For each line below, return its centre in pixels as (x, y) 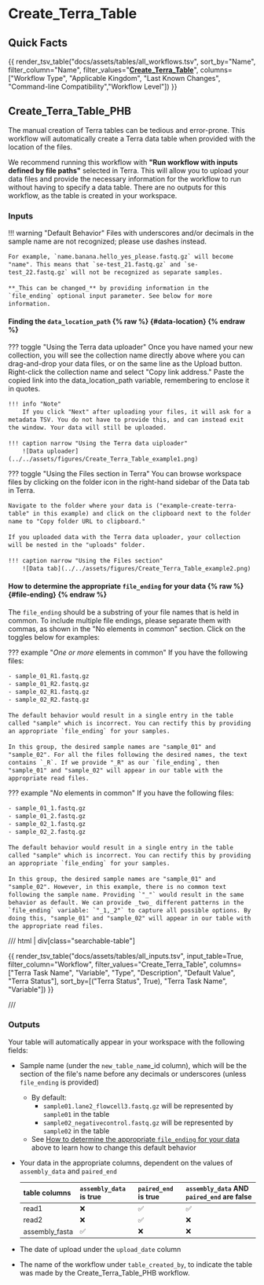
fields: (18, 1050)
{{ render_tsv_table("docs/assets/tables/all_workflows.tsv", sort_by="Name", (132, 61)
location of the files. (40, 147)
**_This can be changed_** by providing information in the (109, 288)
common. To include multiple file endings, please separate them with (120, 620)
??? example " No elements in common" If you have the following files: (121, 793)
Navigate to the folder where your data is (81, 506)
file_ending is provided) (59, 1082)
